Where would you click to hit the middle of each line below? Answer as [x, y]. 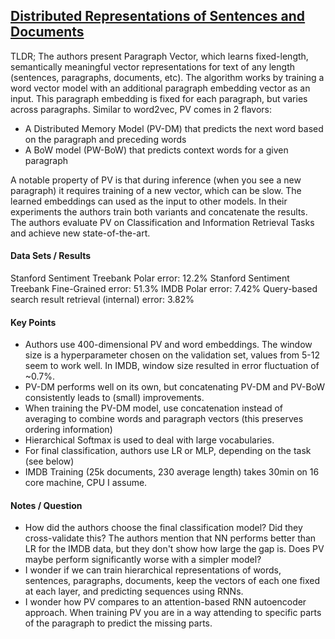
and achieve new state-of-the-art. [80, 233]
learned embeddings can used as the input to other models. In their [149, 201]
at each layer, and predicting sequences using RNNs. [134, 591]
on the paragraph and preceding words [105, 139]
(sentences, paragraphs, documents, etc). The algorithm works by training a [167, 77]
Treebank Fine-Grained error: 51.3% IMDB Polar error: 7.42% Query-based [164, 289]
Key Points [33, 322]
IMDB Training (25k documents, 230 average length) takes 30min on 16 [172, 472]
